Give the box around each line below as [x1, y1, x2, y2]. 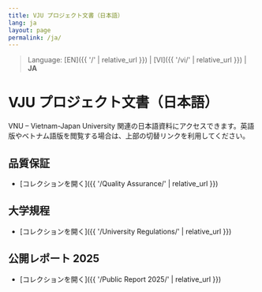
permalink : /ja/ [8, 33, 62, 42]
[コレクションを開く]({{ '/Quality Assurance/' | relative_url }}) [19, 179, 219, 188]
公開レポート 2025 [8, 252, 100, 265]
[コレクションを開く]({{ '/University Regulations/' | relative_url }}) [19, 226, 232, 236]
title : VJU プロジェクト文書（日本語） [8, 11, 124, 20]
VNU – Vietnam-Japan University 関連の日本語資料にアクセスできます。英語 [8, 122, 255, 131]
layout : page [8, 26, 51, 34]
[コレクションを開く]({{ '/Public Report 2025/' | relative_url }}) [19, 274, 222, 284]
